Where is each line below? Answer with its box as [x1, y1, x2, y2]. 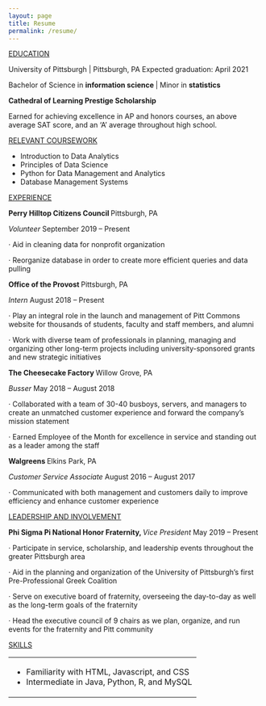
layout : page [8, 11, 52, 20]
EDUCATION [8, 49, 50, 59]
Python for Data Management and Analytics [19, 169, 165, 179]
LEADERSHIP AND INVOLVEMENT [8, 512, 122, 522]
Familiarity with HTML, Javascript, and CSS [26, 666, 189, 678]
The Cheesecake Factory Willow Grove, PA [8, 368, 153, 378]
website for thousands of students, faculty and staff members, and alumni [8, 320, 254, 330]
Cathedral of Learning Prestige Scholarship [8, 96, 156, 106]
